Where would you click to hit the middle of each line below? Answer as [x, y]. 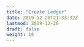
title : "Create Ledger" [37, 12]
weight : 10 [20, 35]
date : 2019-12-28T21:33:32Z [42, 18]
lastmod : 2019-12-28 [33, 23]
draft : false [23, 29]
